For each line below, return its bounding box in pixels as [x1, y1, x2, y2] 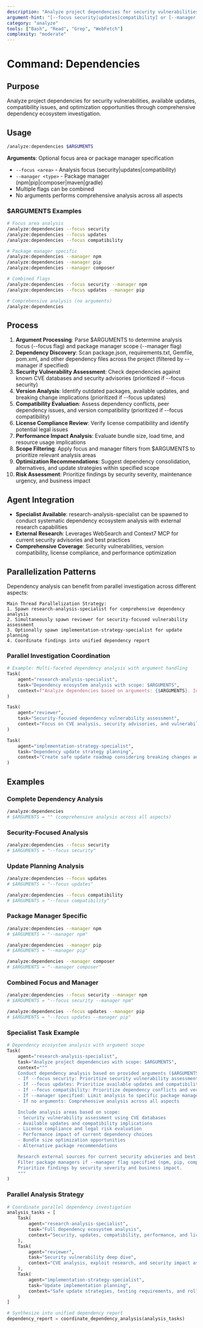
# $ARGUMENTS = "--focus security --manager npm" [7, 998, 134, 1004]
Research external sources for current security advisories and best [17, 1153, 196, 1160]
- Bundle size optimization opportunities [17, 1137, 126, 1143]
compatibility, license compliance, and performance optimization [15, 549, 176, 557]
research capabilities [15, 523, 68, 531]
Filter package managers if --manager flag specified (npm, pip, [17, 1159, 186, 1165]
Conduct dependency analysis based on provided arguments [17, 1070, 166, 1077]
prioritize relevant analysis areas [15, 452, 96, 459]
